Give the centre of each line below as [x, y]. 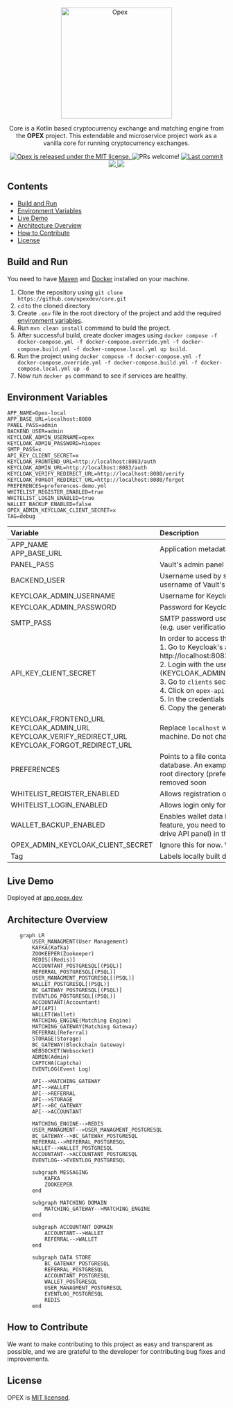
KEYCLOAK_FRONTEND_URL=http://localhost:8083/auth [82, 462]
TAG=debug [21, 517]
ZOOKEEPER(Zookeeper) [63, 954]
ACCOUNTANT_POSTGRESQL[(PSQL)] [77, 966]
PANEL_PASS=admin [32, 426]
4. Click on [177, 691]
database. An [181, 765]
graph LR [32, 936]
